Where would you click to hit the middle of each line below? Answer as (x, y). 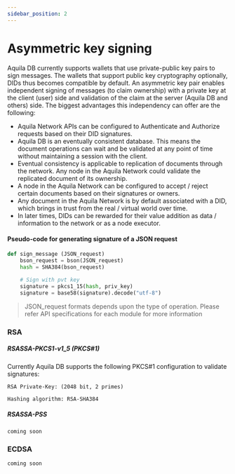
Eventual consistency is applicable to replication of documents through (120, 163)
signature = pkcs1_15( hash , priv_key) (76, 287)
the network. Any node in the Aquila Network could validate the (109, 171)
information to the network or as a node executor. (89, 223)
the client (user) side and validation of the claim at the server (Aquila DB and (117, 97)
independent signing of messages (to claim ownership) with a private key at (117, 90)
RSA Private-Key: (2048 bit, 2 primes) (66, 386)
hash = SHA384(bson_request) (62, 267)
